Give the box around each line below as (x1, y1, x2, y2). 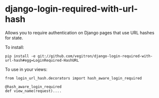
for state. (5, 35, 23, 41)
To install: (5, 44, 24, 50)
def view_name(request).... (5, 88, 62, 93)
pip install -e (5, 53, 36, 59)
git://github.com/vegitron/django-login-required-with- (37, 53, 153, 59)
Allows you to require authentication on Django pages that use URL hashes (5, 30, 155, 35)
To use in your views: (5, 66, 48, 72)
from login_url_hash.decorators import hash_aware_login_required (5, 76, 142, 81)
